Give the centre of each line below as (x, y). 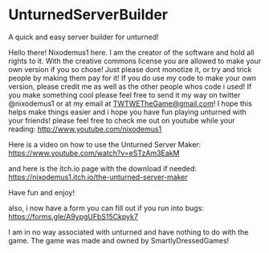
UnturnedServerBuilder (88, 15)
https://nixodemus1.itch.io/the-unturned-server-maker (98, 177)
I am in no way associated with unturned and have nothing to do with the (128, 232)
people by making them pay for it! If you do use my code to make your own (132, 78)
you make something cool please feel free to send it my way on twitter (124, 94)
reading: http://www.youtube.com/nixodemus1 (85, 129)
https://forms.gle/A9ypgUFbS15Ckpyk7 (73, 216)
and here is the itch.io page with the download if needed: (102, 168)
